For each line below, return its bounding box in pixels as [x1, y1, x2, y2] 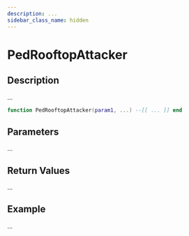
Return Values [7, 165, 70, 177]
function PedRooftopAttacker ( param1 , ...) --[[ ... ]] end [7, 106, 183, 114]
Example [7, 203, 46, 215]
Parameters [7, 126, 59, 138]
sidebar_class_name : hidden [7, 17, 89, 24]
